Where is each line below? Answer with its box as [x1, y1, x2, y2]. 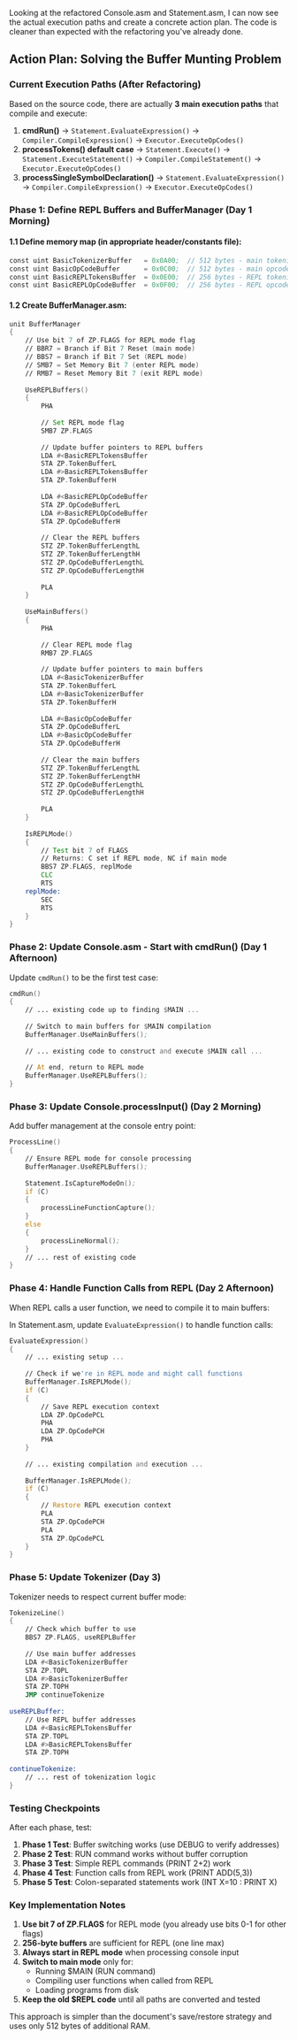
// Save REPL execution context [41, 1402, 161, 1411]
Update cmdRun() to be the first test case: [9, 972, 159, 983]
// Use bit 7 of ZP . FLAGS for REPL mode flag [25, 336, 196, 345]
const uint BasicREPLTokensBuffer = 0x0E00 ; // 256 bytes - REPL [9, 272, 263, 281]
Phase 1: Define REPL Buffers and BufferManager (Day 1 [9, 203, 253, 216]
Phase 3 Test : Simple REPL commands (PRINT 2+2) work [21, 1858, 232, 1869]
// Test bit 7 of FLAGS [41, 846, 128, 855]
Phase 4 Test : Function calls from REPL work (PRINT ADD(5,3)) [21, 1867, 254, 1878]
